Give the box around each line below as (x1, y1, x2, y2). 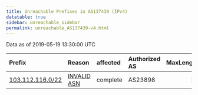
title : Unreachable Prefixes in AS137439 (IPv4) (6, 8, 128, 15)
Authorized (128, 55, 161, 63)
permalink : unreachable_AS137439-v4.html (6, 25, 110, 31)
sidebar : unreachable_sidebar (6, 19, 81, 25)
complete (96, 76, 123, 84)
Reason (67, 59, 90, 67)
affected (96, 59, 121, 67)
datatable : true (6, 14, 46, 20)
